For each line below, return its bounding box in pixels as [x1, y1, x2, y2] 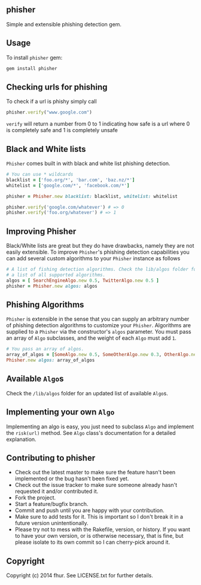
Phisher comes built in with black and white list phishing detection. [6, 160, 170, 167]
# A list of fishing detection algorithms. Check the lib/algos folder [6, 266, 188, 273]
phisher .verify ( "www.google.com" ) [6, 109, 93, 115]
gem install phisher [6, 65, 58, 71]
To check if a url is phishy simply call [6, 98, 97, 105]
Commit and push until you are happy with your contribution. [14, 507, 165, 514]
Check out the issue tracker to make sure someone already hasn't [14, 482, 178, 489]
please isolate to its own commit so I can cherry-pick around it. [14, 538, 170, 546]
